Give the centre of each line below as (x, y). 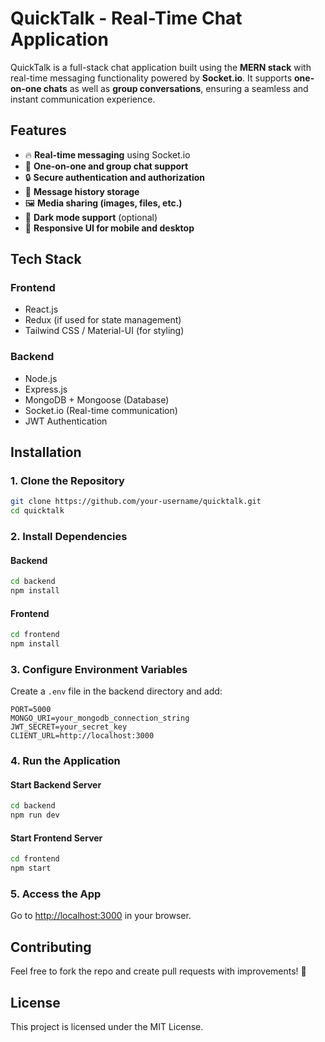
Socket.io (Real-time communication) (101, 410)
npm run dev (35, 815)
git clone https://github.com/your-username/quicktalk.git (136, 502)
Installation (46, 452)
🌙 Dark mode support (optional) (91, 217)
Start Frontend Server (56, 838)
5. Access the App (56, 894)
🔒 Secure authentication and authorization (115, 177)
